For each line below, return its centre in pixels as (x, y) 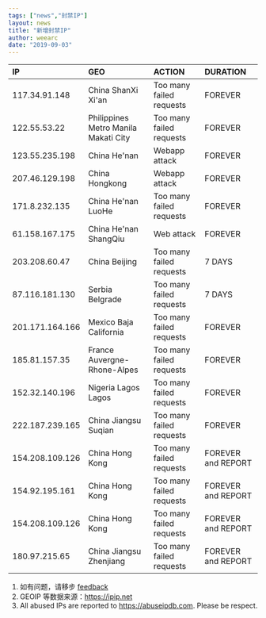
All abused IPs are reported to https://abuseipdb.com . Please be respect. (139, 606)
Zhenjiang (106, 562)
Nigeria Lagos (114, 388)
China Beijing (112, 262)
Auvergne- (109, 360)
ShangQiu (106, 239)
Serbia (100, 290)
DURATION (226, 72)
